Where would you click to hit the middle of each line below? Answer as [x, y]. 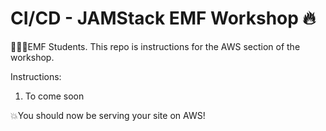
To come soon [54, 96]
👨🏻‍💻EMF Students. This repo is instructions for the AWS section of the [155, 46]
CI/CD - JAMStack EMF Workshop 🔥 [163, 18]
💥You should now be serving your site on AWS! [108, 115]
